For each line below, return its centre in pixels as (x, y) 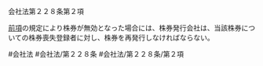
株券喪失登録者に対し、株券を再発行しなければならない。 (121, 38)
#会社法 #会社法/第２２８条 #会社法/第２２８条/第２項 (96, 54)
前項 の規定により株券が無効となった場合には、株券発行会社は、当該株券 (125, 28)
